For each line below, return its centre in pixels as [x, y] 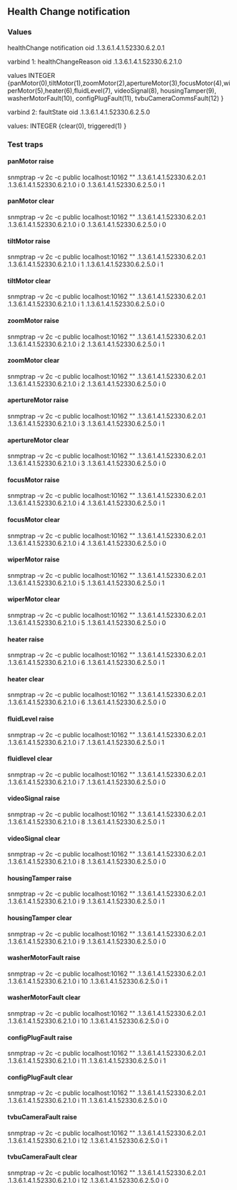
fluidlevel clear [30, 759]
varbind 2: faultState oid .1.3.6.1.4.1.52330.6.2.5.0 [79, 112]
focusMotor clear [34, 520]
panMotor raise [31, 161]
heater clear [26, 679]
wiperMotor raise [34, 559]
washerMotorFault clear [44, 997]
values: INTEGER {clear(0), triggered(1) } [67, 126]
